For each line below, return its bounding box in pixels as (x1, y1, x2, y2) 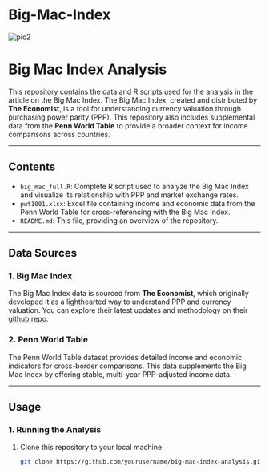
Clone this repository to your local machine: (19, 443, 164, 452)
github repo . (8, 314, 49, 324)
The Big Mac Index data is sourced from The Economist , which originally (8, 289, 250, 298)
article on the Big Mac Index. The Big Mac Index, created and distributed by (8, 95, 258, 105)
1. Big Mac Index (8, 270, 73, 282)
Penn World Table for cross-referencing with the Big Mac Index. (19, 207, 231, 217)
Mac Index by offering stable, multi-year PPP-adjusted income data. (8, 369, 232, 379)
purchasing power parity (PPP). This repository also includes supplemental (8, 112, 255, 122)
